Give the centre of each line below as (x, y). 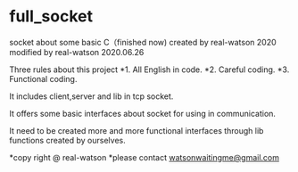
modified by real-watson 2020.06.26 (77, 52)
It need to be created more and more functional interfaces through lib (137, 130)
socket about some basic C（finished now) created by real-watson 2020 (143, 42)
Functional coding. (43, 78)
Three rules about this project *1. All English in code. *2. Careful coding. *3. (149, 70)
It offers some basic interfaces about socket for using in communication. (143, 113)
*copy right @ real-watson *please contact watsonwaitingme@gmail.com (144, 157)
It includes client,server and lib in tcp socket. (91, 96)
